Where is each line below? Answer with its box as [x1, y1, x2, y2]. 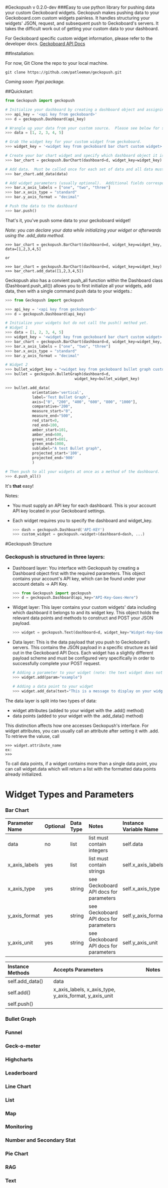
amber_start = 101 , [31, 427, 68, 433]
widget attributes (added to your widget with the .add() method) [12, 707, 144, 713]
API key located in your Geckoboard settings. [12, 507, 106, 514]
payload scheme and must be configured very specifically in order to [12, 655, 155, 661]
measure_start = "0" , [31, 409, 72, 414]
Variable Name [122, 826, 158, 833]
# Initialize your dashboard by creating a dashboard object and [5, 107, 144, 112]
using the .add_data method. [5, 232, 65, 238]
